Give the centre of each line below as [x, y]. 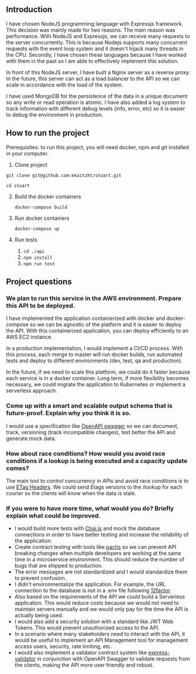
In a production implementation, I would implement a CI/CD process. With [94, 348]
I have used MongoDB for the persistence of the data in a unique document [97, 96]
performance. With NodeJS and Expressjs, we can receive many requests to [98, 36]
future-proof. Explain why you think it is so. [69, 413]
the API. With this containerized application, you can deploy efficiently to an [97, 331]
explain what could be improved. [54, 516]
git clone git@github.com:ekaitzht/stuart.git [64, 175]
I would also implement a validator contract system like [81, 653]
